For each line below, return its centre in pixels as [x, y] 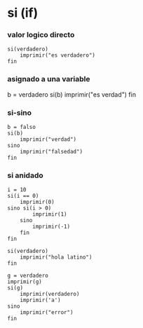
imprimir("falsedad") [51, 152]
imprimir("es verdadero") [58, 55]
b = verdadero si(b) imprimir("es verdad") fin [72, 94]
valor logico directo [41, 35]
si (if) [23, 13]
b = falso [22, 128]
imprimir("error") [47, 313]
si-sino [20, 112]
